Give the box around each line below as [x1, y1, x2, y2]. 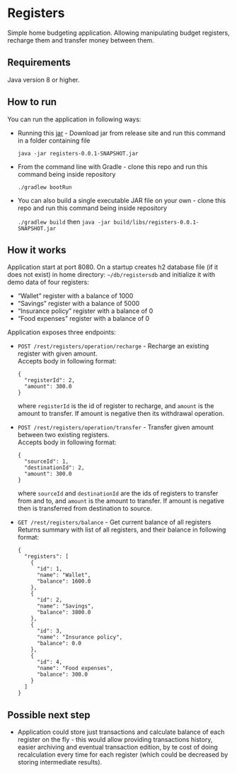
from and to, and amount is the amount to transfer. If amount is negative [17, 497, 225, 505]
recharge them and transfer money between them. [7, 35, 154, 44]
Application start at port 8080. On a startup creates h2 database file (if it [7, 263, 219, 271]
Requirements [7, 57, 71, 69]
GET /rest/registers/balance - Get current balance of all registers [17, 518, 212, 527]
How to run [7, 96, 57, 108]
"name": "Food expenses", [36, 665, 113, 672]
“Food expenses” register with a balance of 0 [17, 314, 150, 323]
